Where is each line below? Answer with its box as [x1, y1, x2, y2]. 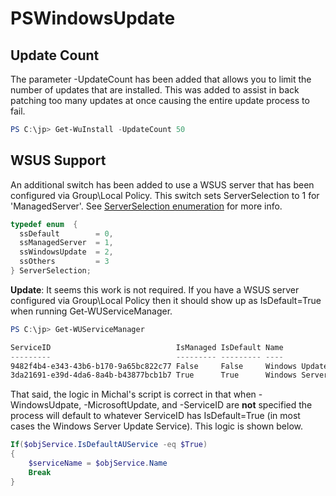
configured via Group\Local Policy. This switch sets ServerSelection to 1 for [10, 189, 320, 201]
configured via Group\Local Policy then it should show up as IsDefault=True [10, 294, 322, 306]
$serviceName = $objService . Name [28, 458, 168, 469]
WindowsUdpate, [10, 399, 82, 411]
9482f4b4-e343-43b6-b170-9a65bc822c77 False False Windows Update [10, 361, 329, 371]
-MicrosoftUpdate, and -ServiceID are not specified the [83, 399, 313, 411]
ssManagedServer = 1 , [19, 238, 114, 248]
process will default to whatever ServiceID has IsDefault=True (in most [10, 410, 301, 422]
